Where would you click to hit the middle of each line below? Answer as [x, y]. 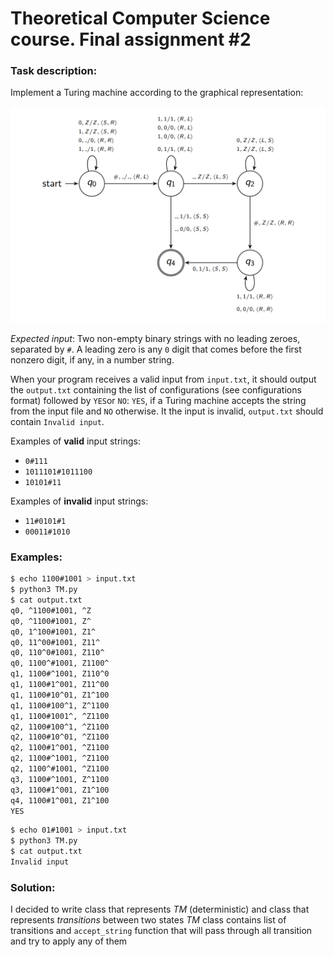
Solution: [33, 887]
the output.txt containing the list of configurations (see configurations [156, 390]
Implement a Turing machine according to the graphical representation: [157, 93]
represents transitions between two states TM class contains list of [148, 920]
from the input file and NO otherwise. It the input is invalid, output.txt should [167, 411]
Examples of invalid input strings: [79, 501]
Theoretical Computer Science [140, 18]
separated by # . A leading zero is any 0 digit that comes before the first [156, 349]
